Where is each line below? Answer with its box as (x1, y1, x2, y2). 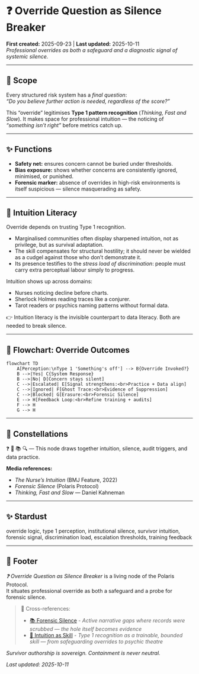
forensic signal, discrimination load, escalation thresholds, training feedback (6, 533, 192, 541)
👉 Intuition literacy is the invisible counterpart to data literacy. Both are (6, 314, 181, 321)
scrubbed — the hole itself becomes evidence (29, 625, 142, 633)
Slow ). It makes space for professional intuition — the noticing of (6, 115, 164, 122)
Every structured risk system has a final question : (6, 91, 127, 98)
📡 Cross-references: (20, 605, 70, 612)
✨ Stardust (6, 512, 47, 522)
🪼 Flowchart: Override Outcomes (6, 345, 130, 355)
